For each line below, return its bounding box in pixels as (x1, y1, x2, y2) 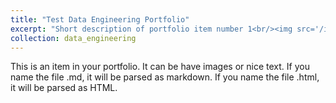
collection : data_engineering (10, 33, 137, 43)
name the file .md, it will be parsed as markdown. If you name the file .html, (10, 71, 320, 83)
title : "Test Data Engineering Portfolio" (10, 14, 190, 25)
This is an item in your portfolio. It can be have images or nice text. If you (10, 61, 310, 73)
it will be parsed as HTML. (10, 82, 118, 94)
